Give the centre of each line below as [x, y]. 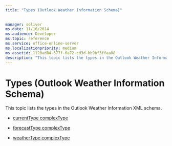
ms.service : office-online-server [42, 44]
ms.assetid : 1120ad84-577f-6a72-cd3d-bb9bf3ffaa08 [60, 53]
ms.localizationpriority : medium [41, 48]
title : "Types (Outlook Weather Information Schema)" [64, 10]
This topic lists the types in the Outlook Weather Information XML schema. [84, 108]
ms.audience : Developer [31, 34]
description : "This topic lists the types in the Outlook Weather [78, 58]
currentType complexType [40, 118]
